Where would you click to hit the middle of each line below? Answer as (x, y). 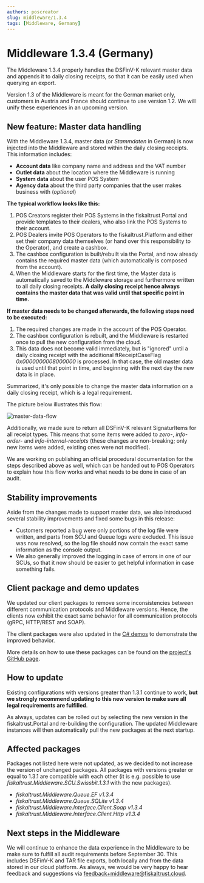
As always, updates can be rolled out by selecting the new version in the (97, 717)
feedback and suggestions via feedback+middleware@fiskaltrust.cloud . (97, 874)
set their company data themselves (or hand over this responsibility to (103, 241)
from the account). (39, 267)
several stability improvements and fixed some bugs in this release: (91, 518)
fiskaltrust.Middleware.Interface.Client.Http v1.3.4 (78, 814)
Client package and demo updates (73, 588)
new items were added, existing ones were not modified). (79, 448)
